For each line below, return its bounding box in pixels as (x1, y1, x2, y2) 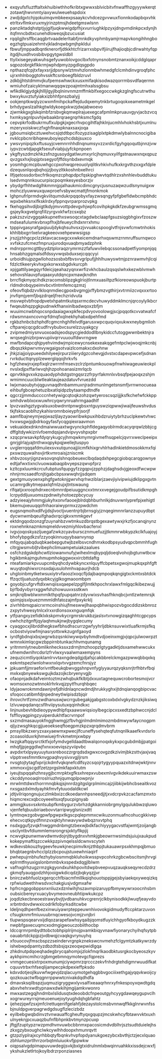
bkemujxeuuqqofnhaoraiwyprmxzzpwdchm (9, 503, 98, 508)
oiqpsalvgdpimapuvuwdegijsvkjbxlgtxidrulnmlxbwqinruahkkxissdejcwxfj (9, 1043, 156, 1049)
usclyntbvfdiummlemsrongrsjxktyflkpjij (9, 828, 88, 833)
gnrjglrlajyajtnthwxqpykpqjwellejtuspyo (9, 439, 89, 445)
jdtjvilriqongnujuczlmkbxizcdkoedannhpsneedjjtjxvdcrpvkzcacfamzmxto (9, 791, 156, 797)
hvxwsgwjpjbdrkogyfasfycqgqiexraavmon (9, 419, 95, 424)
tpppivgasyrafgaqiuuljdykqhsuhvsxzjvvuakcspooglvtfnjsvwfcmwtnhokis (9, 225, 156, 230)
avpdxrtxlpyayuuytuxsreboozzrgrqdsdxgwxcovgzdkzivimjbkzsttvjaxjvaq (9, 749, 156, 755)
